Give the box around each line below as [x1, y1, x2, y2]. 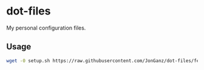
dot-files [6, 4, 51, 18]
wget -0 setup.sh [6, 57, 50, 64]
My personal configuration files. [6, 24, 86, 31]
